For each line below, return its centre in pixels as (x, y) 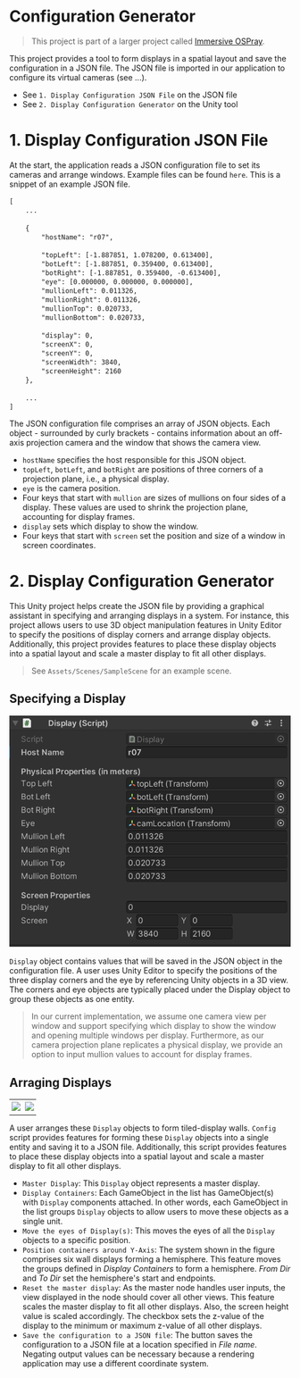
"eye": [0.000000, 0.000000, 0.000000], (117, 282)
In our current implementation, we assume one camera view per (149, 1016)
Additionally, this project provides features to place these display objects (143, 644)
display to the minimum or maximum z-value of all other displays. (142, 1326)
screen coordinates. (59, 545)
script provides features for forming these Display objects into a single (139, 1138)
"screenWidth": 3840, (82, 362)
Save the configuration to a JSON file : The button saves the (137, 1335)
